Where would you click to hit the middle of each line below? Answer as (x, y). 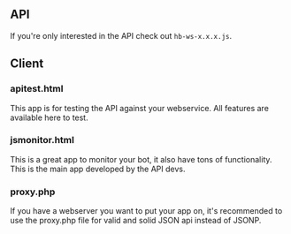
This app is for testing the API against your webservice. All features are (139, 108)
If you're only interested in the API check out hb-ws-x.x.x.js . (121, 35)
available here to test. (49, 117)
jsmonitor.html (42, 140)
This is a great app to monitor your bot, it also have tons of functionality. (141, 159)
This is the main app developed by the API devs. (98, 169)
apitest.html (37, 89)
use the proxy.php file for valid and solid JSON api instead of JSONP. (136, 221)
